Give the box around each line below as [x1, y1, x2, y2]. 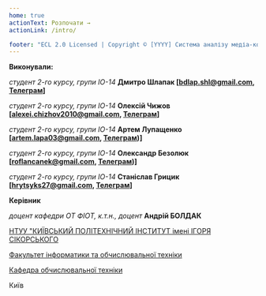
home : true [9, 11, 45, 20]
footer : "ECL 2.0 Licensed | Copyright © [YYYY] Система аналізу [9, 40, 228, 48]
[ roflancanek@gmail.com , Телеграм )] [9, 157, 137, 167]
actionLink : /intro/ [9, 26, 77, 34]
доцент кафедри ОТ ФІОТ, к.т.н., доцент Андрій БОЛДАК [9, 211, 202, 221]
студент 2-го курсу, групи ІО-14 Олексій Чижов [9, 101, 170, 111]
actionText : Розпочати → [9, 19, 91, 27]
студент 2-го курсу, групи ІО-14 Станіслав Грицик [9, 172, 180, 182]
